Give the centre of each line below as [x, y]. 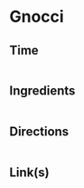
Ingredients [42, 91]
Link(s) [29, 173]
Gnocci [37, 17]
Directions [39, 132]
